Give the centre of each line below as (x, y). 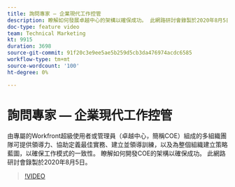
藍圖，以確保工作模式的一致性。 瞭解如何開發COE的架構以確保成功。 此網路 (116, 153)
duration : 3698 (29, 46)
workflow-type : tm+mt (39, 60)
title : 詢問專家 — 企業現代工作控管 (54, 14)
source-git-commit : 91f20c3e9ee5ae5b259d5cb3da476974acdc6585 (100, 53)
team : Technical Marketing (47, 33)
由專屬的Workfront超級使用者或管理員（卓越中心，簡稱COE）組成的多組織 (114, 136)
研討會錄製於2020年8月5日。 (49, 162)
